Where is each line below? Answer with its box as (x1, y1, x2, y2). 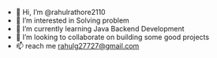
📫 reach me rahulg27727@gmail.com (15, 42, 140, 50)
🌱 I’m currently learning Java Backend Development (15, 24, 185, 33)
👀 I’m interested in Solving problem (15, 16, 130, 25)
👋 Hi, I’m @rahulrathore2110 (15, 8, 106, 16)
